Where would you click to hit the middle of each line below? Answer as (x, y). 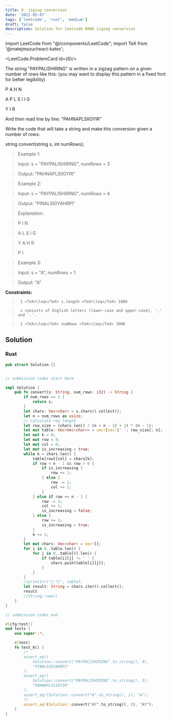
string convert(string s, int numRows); (45, 144)
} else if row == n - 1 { (60, 497)
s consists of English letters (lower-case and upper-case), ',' (91, 311)
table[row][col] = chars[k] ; (63, 459)
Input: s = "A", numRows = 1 (47, 273)
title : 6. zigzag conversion (36, 10)
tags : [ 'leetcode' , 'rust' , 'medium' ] (46, 19)
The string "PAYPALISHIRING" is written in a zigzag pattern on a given (78, 69)
